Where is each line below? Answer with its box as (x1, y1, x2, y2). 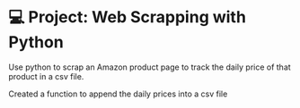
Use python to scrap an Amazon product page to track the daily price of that (8, 62, 291, 72)
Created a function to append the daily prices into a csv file (8, 88, 228, 99)
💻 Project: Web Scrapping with (8, 7, 246, 28)
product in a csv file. (8, 71, 84, 81)
